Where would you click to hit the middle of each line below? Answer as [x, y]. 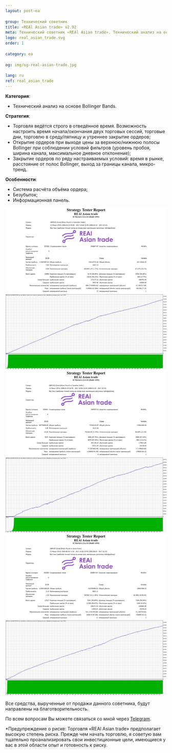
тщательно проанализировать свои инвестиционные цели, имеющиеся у [85, 740]
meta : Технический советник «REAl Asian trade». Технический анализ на [83, 33]
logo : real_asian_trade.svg [35, 38]
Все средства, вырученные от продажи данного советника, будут [78, 703]
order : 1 [15, 44]
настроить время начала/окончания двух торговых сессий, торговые [89, 131]
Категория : [18, 96]
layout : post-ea [23, 11]
